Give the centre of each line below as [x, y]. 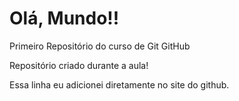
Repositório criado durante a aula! [79, 65]
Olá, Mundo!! [64, 18]
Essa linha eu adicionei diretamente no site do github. [119, 84]
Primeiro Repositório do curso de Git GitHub [100, 46]
